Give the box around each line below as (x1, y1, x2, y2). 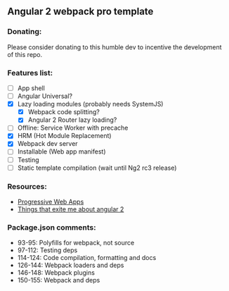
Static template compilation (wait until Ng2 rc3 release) (17, 163, 177, 172)
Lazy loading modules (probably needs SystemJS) (17, 100, 164, 109)
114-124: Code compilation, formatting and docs (17, 254, 157, 262)
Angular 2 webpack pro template (7, 6, 154, 18)
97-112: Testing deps (17, 246, 78, 254)
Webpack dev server (17, 140, 79, 148)
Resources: (7, 181, 47, 191)
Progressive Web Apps (17, 197, 84, 206)
